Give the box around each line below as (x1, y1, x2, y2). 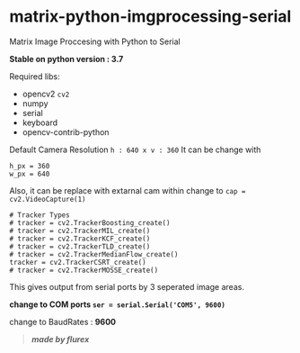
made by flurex (31, 333, 90, 344)
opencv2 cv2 (22, 88, 70, 99)
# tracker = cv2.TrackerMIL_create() (9, 226, 151, 235)
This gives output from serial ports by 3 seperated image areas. (9, 281, 245, 292)
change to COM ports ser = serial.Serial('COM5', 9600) (9, 299, 226, 310)
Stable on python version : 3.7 (9, 53, 124, 64)
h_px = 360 (9, 161, 50, 170)
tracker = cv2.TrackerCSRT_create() (9, 258, 146, 267)
